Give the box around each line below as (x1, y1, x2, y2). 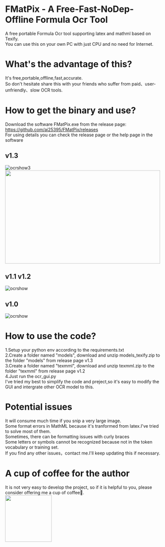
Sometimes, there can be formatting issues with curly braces (5, 434, 130, 440)
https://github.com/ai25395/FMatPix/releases (5, 126, 98, 132)
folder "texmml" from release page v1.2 (5, 368, 85, 374)
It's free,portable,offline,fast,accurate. (5, 75, 83, 81)
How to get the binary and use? (5, 105, 136, 116)
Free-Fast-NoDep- (56, 3, 134, 15)
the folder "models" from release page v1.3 (5, 358, 93, 364)
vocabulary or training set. (5, 444, 59, 451)
